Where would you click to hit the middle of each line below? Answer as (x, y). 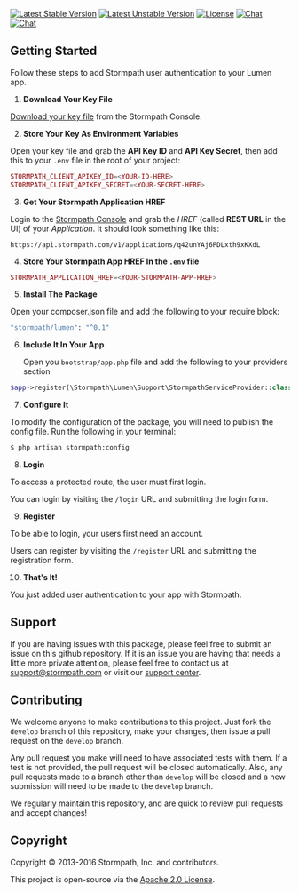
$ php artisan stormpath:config (70, 448)
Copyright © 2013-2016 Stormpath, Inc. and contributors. (115, 862)
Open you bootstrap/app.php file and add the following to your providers (155, 362)
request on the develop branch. (67, 740)
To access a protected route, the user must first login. (108, 482)
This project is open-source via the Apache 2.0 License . (113, 879)
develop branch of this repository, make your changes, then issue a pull (140, 731)
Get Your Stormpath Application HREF (94, 202)
